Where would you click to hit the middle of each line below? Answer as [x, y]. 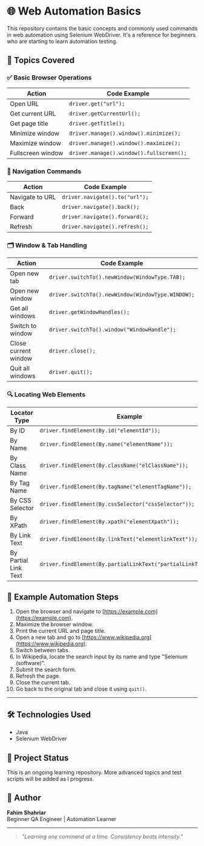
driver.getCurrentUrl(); [105, 113]
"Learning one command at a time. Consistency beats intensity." [102, 836]
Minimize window [35, 133]
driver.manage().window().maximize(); [125, 143]
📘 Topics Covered [41, 60]
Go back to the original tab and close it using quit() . [81, 689]
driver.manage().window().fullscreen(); [128, 153]
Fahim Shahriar [26, 813]
